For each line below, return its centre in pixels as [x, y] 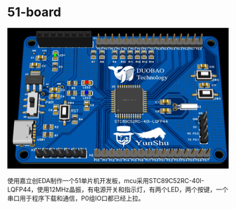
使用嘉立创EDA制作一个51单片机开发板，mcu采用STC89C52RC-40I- [106, 181]
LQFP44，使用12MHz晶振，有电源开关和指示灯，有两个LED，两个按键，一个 [118, 189]
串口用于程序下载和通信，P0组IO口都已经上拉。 [76, 198]
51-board [34, 12]
